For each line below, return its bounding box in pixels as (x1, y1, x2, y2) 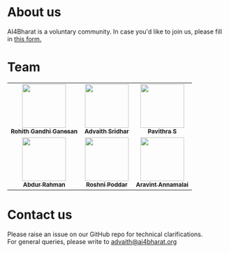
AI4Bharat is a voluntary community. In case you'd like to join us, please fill (7, 27, 222, 36)
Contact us (7, 207, 73, 223)
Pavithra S (147, 127, 177, 135)
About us (7, 4, 61, 20)
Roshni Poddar (86, 180, 128, 189)
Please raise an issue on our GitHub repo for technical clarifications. (7, 230, 203, 238)
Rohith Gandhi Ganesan (10, 127, 78, 135)
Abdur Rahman (22, 180, 66, 189)
